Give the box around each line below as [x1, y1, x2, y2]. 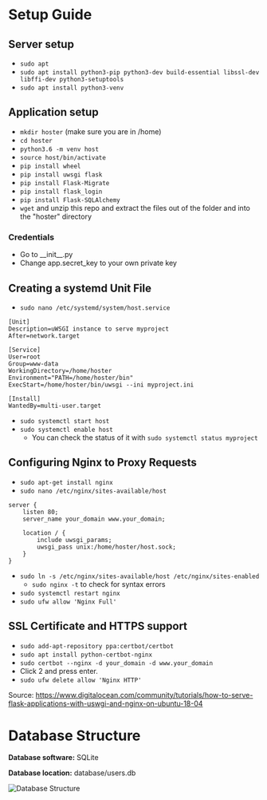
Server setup [8, 38, 74, 51]
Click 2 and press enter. [19, 666, 98, 675]
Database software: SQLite [8, 753, 99, 762]
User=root [8, 353, 41, 361]
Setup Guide [8, 6, 92, 24]
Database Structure [8, 727, 141, 744]
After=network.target [8, 331, 80, 340]
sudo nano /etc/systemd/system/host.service [19, 303, 171, 312]
